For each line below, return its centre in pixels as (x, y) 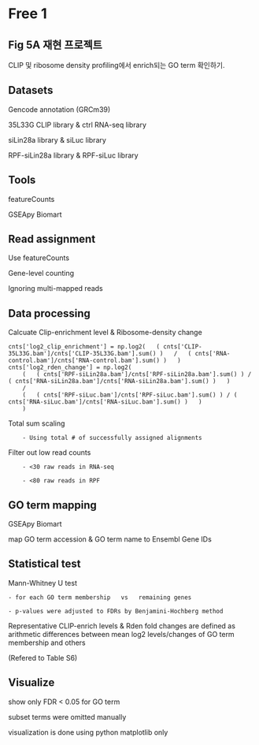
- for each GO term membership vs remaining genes (100, 597)
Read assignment (52, 239)
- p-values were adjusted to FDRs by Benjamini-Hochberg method (116, 611)
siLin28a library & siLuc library (57, 140)
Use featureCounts (39, 258)
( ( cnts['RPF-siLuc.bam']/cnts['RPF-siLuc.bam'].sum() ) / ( (130, 395)
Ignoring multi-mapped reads (56, 289)
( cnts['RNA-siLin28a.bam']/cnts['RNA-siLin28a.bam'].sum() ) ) (119, 382)
